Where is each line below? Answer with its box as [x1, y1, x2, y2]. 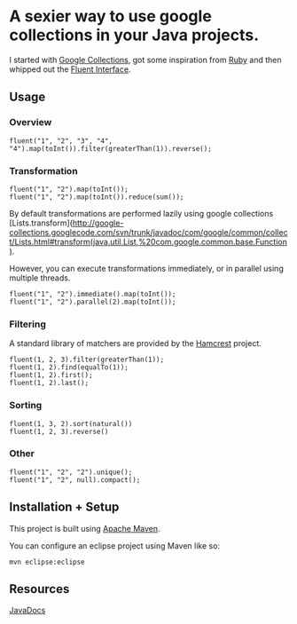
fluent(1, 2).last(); [9, 379, 90, 388]
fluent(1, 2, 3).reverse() [9, 427, 109, 436]
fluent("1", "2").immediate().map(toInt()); [9, 289, 176, 298]
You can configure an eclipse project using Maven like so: [9, 540, 220, 551]
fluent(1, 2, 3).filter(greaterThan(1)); [9, 355, 165, 365]
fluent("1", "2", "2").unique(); [9, 468, 133, 477]
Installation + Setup [9, 500, 120, 515]
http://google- [72, 217, 124, 228]
